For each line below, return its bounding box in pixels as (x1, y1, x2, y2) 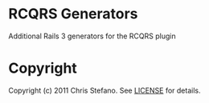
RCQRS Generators (8, 5, 138, 23)
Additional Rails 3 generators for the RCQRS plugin (8, 31, 176, 41)
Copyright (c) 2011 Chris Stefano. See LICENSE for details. (8, 85, 201, 95)
